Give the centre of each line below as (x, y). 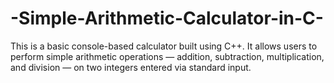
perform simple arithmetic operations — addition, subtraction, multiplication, (167, 56)
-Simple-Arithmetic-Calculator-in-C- (167, 18)
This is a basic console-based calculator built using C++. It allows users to (164, 46)
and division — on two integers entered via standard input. (131, 67)
